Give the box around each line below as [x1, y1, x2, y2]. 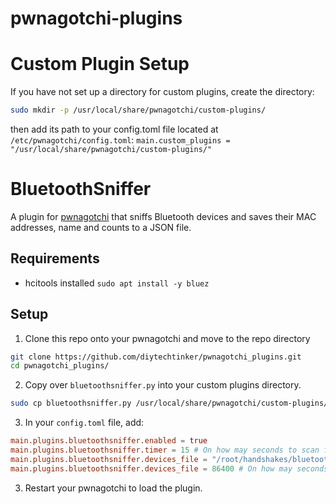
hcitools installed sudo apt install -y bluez [24, 277, 210, 289]
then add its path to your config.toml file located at [10, 123, 219, 135]
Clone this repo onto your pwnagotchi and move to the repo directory [24, 332, 311, 344]
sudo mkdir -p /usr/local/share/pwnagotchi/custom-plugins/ [10, 105, 267, 116]
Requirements [10, 250, 100, 267]
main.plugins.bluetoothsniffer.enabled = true [10, 436, 208, 446]
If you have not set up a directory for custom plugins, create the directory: [10, 86, 315, 98]
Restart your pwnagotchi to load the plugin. [24, 482, 203, 494]
